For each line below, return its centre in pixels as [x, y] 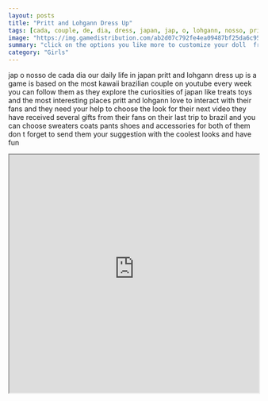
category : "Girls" [38, 52]
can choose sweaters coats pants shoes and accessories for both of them [130, 125]
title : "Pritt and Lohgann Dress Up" [71, 23]
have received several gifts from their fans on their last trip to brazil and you [132, 117]
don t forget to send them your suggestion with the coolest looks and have [130, 134]
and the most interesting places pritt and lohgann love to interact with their [130, 100]
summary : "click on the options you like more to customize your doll [127, 45]
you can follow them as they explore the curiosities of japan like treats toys [130, 92]
